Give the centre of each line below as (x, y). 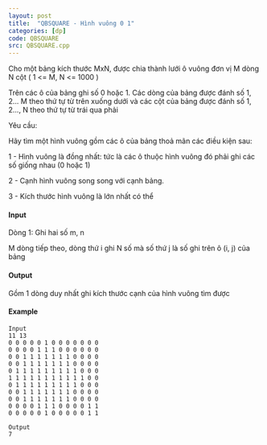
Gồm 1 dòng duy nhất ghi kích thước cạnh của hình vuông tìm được (119, 293)
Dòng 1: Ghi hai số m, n (46, 233)
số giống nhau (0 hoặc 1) (49, 165)
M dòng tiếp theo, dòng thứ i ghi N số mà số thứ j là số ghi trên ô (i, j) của (129, 248)
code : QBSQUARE (34, 38)
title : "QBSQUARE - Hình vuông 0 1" (72, 23)
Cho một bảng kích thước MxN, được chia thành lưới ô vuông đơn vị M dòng (134, 68)
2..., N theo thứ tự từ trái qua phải (64, 110)
